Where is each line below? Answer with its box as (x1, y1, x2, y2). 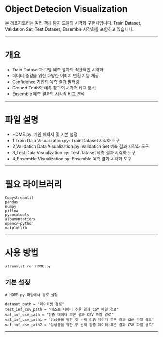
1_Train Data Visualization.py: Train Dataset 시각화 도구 (12, 137, 120, 143)
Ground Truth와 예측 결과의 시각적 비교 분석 (12, 85, 96, 90)
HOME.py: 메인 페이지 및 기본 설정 (12, 131, 78, 137)
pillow (5, 208, 18, 213)
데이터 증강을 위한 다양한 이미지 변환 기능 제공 (12, 72, 99, 78)
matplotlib (5, 225, 27, 230)
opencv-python (5, 221, 34, 226)
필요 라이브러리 (5, 179, 62, 190)
